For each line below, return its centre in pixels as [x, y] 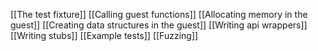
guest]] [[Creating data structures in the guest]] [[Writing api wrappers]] [159, 25]
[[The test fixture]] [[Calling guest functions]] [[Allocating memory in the [159, 14]
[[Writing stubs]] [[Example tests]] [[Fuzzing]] [104, 35]
